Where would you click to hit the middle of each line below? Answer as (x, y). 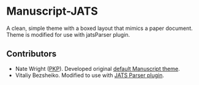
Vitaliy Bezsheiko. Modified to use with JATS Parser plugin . (89, 75)
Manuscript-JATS (52, 11)
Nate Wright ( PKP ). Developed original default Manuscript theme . (97, 68)
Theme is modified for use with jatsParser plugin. (68, 34)
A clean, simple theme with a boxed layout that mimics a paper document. (99, 28)
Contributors (32, 54)
